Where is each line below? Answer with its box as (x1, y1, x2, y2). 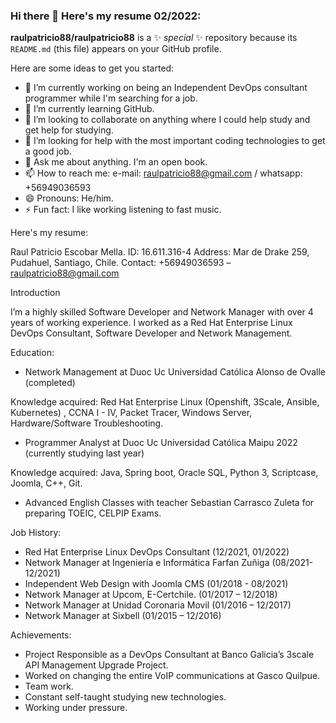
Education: (10, 347, 55, 359)
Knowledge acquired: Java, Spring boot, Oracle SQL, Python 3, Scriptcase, (10, 467, 319, 479)
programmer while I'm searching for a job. (24, 92, 198, 104)
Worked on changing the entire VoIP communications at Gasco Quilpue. (24, 670, 321, 682)
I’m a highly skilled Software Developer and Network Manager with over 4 (10, 306, 314, 318)
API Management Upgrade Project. (24, 659, 169, 671)
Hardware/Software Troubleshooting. (10, 417, 164, 429)
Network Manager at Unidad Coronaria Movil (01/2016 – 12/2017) (24, 599, 292, 611)
